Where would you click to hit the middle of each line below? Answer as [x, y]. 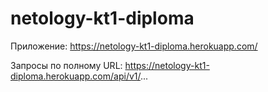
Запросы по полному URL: [66, 65]
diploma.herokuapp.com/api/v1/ [75, 76]
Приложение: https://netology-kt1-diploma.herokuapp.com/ [134, 46]
